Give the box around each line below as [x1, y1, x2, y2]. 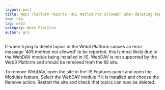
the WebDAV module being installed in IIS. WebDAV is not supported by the [5, 54, 157, 60]
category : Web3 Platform [5, 26, 56, 30]
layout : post [5, 7, 32, 12]
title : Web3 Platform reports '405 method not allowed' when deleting [5, 12, 153, 17]
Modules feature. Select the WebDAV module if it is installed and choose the [5, 74, 160, 80]
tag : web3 [5, 21, 26, 26]
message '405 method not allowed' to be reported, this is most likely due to [5, 49, 158, 55]
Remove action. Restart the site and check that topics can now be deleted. [5, 79, 156, 85]
